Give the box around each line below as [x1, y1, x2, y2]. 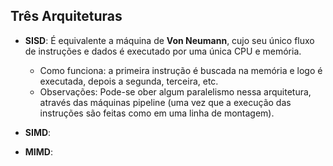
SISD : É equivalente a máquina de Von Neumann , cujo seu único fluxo [24, 34, 315, 46]
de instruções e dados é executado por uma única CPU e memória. [24, 45, 302, 57]
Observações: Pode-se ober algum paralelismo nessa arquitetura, [39, 85, 312, 98]
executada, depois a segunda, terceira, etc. [39, 75, 219, 87]
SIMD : [24, 126, 52, 138]
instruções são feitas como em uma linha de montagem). [39, 107, 275, 119]
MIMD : [24, 145, 53, 158]
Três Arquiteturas [10, 8, 123, 25]
